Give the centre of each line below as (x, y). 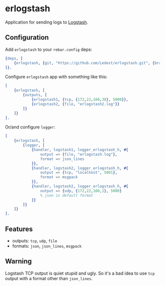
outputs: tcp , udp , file (35, 240)
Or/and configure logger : (30, 127)
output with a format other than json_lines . (49, 278)
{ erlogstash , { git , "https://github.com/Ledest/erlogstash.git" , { (84, 63)
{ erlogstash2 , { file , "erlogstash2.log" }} (75, 104)
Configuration (27, 38)
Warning (18, 261)
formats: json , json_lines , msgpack (47, 246)
